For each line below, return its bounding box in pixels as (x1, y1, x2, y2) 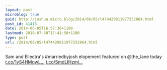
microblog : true (5, 12, 39, 17)
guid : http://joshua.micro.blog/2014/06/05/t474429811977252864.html (5, 16, 154, 21)
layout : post (5, 7, 33, 12)
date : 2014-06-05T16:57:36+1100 (5, 26, 73, 31)
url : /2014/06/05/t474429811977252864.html (5, 40, 98, 45)
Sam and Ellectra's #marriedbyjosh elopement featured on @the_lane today (5, 53, 162, 59)
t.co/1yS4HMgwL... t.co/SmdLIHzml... (5, 58, 83, 65)
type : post (5, 35, 28, 40)
